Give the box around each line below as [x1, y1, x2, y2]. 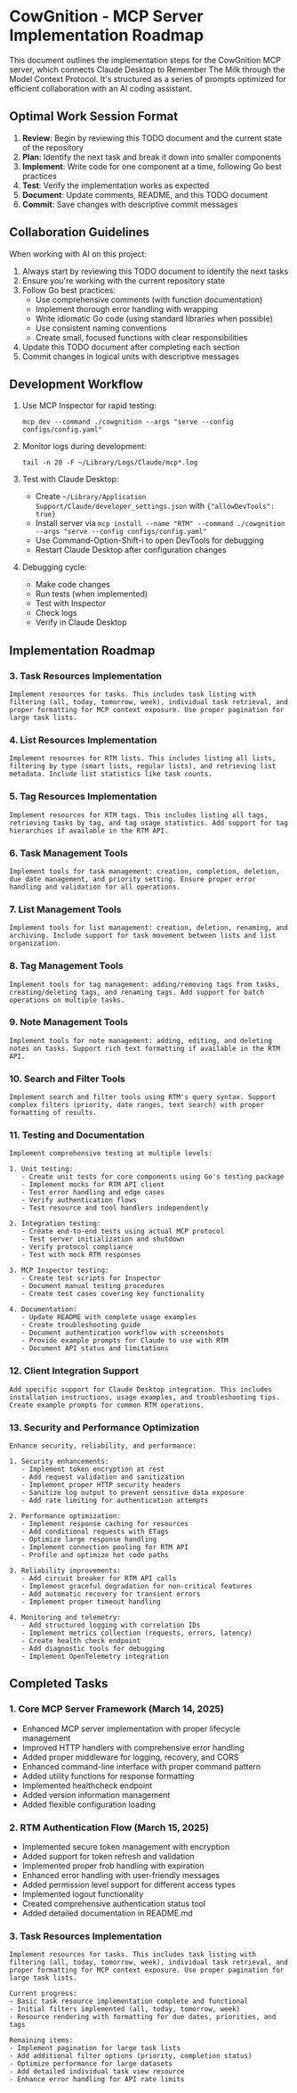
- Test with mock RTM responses [20, 1251, 141, 1260]
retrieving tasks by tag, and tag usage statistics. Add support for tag [9, 818, 289, 827]
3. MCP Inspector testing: [9, 1266, 109, 1276]
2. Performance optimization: [9, 1512, 122, 1521]
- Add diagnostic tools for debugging [20, 1645, 165, 1654]
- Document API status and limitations [20, 1344, 169, 1353]
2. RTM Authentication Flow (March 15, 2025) [9, 1821, 209, 1834]
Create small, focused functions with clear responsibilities [35, 332, 248, 342]
